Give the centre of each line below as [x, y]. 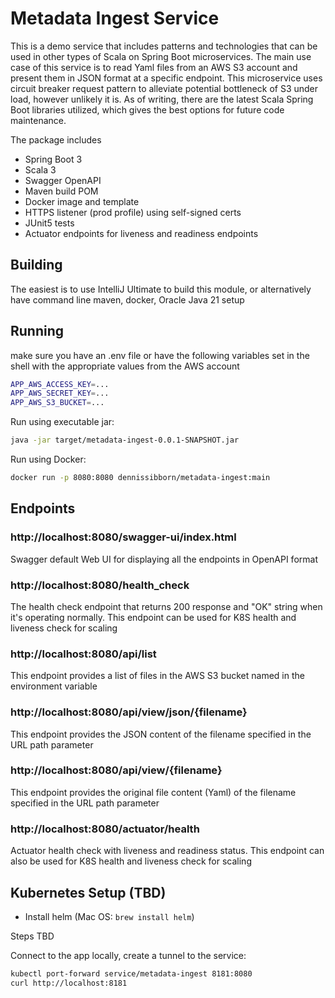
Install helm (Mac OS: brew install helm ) [109, 916]
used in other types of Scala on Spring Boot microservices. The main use [161, 56]
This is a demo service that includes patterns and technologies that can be [164, 46]
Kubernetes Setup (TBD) [88, 892]
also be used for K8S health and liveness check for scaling [131, 861]
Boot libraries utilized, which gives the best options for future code [147, 109]
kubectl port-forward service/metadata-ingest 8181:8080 [131, 973]
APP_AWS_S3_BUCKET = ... [57, 403]
